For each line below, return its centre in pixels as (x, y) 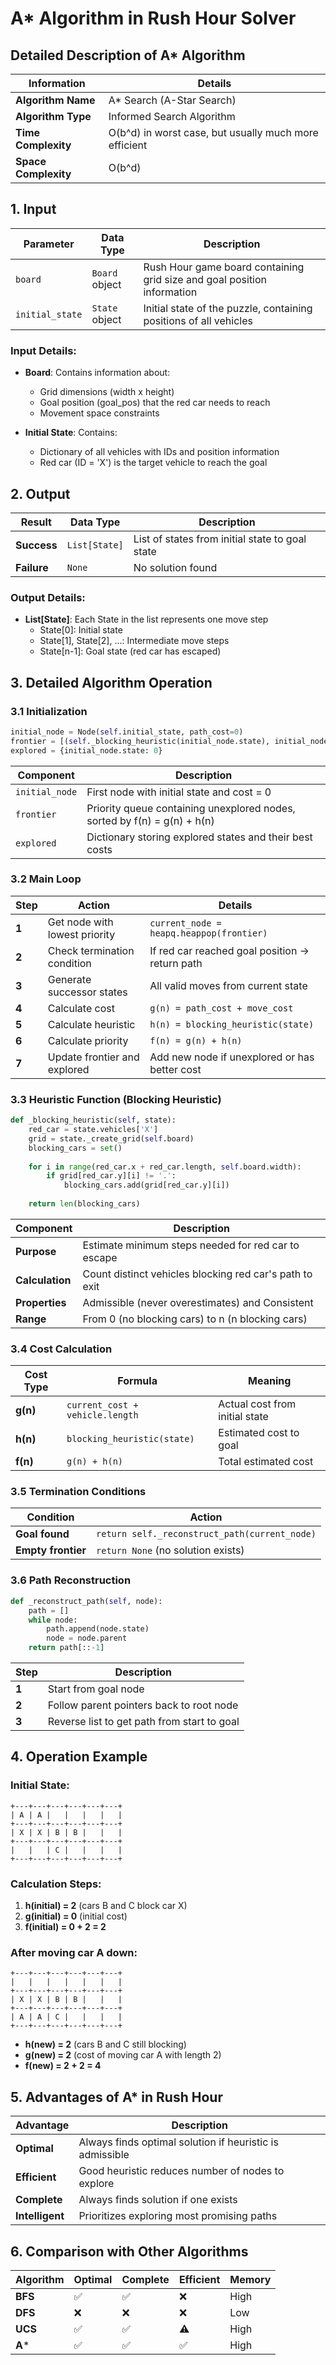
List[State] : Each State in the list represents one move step (146, 619)
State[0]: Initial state (81, 630)
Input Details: (43, 350)
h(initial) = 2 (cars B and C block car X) (106, 1905)
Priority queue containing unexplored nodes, (191, 808)
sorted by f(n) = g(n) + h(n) (150, 820)
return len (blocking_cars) (84, 1204)
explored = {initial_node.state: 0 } (86, 750)
